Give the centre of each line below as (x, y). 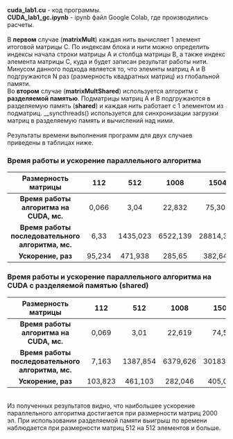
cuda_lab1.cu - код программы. (54, 10)
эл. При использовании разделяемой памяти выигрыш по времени (107, 420)
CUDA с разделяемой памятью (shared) (78, 286)
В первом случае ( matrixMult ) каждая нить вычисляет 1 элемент (104, 40)
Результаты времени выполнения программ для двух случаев (100, 135)
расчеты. (21, 25)
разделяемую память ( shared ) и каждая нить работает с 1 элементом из (115, 106)
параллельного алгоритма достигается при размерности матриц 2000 (113, 413)
